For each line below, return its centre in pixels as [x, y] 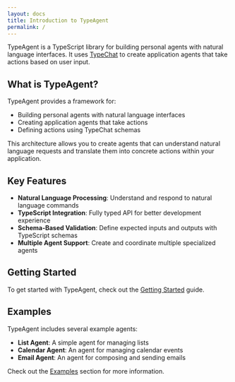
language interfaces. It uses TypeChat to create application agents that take [117, 54]
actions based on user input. [49, 62]
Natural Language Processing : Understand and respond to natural [115, 198]
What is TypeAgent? [53, 84]
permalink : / [26, 27]
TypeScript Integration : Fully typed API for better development [109, 213]
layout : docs [26, 14]
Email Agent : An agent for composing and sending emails [101, 357]
